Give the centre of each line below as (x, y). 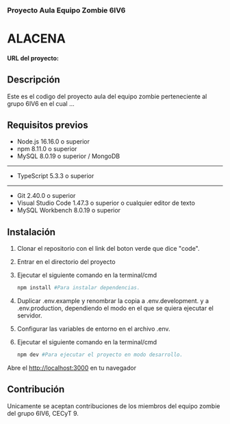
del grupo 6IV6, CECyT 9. (43, 413)
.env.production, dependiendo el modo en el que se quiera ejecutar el (115, 309)
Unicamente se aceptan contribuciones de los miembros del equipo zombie (114, 406)
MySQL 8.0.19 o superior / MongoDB (68, 156)
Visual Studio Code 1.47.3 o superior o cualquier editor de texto (106, 203)
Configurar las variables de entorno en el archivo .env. (93, 329)
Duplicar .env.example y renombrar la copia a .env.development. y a (113, 301)
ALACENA (37, 39)
